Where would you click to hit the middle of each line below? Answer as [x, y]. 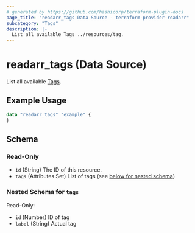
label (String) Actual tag [46, 223]
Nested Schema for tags [43, 192]
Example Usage [37, 101]
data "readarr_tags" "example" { [49, 114]
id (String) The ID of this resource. [58, 170]
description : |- [27, 29]
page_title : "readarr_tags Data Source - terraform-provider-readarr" [98, 18]
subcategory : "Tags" [33, 23]
